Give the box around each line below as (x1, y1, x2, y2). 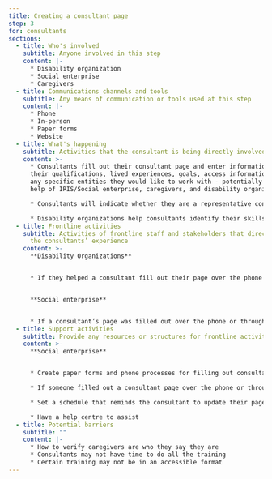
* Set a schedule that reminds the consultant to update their (29, 398, 249, 406)
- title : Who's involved (15, 42, 100, 50)
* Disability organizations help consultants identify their (29, 214, 241, 223)
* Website (29, 132, 63, 140)
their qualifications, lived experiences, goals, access (29, 170, 227, 178)
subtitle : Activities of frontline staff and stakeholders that (23, 229, 244, 237)
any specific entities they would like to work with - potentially (29, 177, 263, 186)
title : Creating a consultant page (8, 11, 129, 20)
